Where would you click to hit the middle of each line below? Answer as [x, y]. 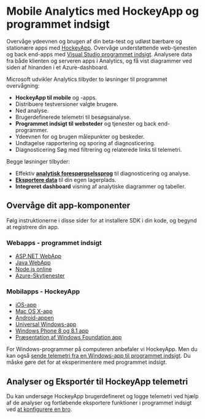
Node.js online [33, 269]
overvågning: [23, 85]
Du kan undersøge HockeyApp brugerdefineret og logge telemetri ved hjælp [102, 396]
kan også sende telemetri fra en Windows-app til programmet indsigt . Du [99, 356]
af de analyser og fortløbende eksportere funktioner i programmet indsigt [99, 403]
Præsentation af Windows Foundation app [68, 338]
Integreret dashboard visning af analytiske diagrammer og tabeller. [100, 186]
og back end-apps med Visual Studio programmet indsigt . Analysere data [99, 54]
